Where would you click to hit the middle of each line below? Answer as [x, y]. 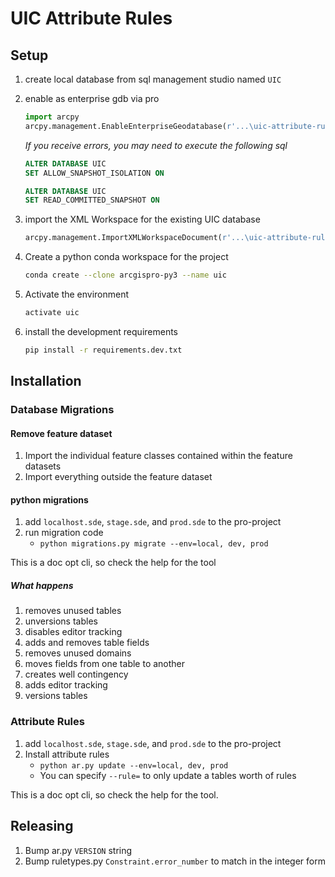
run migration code [64, 533]
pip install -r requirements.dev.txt [103, 350]
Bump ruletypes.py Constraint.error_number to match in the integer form [175, 861]
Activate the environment [77, 294]
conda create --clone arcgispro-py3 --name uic [125, 275]
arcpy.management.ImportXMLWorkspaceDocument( [123, 238]
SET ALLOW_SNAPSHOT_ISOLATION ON [94, 173]
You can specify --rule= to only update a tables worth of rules [168, 775]
